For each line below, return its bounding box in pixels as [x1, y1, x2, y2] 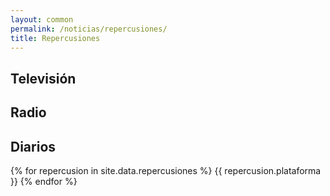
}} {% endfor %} [10, 175, 78, 187]
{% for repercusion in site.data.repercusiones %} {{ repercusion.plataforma [10, 164, 322, 176]
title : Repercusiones [10, 33, 101, 43]
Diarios [10, 138, 57, 155]
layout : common [10, 14, 74, 25]
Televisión [10, 70, 77, 87]
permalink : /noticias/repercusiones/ [10, 24, 168, 34]
